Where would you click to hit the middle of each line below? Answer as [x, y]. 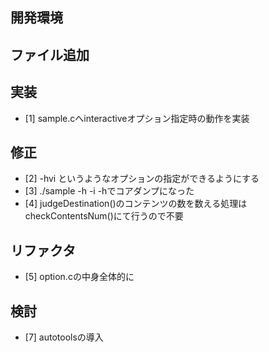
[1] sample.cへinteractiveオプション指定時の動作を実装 [137, 118]
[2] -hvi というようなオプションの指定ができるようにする [142, 179]
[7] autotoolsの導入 [64, 337]
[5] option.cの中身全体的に [79, 277]
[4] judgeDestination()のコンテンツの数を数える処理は [136, 204]
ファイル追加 [50, 54]
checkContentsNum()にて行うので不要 [104, 216]
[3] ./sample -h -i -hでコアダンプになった [109, 191]
